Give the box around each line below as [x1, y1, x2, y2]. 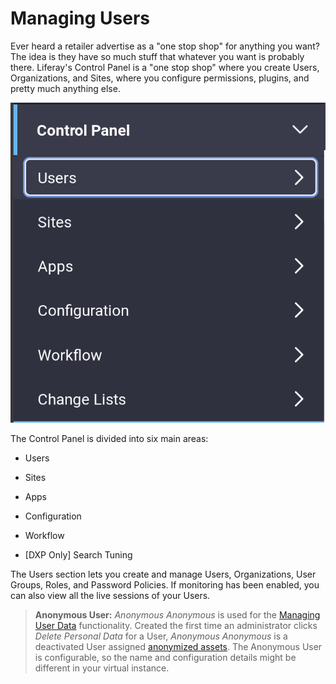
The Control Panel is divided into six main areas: [10, 432, 209, 444]
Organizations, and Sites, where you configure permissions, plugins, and [10, 72, 310, 84]
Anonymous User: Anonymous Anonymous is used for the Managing [34, 608, 321, 621]
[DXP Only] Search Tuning [24, 548, 133, 561]
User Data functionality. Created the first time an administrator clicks [34, 619, 318, 631]
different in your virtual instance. [34, 662, 170, 674]
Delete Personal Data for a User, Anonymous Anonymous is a [34, 630, 288, 642]
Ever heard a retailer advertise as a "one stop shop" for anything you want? [10, 40, 320, 52]
